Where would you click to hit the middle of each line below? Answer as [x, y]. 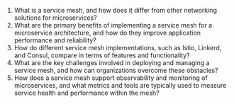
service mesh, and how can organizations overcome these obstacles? [116, 70]
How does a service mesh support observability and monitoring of [111, 78]
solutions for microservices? [55, 18]
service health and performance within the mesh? [87, 93]
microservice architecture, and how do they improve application [107, 33]
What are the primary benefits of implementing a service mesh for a [113, 25]
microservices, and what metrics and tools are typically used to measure [120, 85]
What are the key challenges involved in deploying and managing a [112, 63]
